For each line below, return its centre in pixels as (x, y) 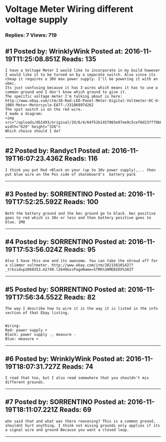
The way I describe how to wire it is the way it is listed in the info (82, 309)
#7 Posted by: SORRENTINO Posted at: (66, 402)
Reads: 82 (80, 297)
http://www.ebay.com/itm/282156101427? (93, 265)
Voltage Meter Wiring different (69, 9)
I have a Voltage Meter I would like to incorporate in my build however (83, 70)
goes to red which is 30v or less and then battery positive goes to (78, 218)
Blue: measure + (22, 339)
